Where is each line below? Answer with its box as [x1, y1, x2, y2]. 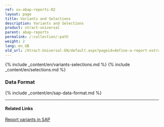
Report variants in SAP [5, 117, 50, 122]
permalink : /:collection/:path [5, 35, 69, 40]
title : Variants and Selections [5, 16, 71, 21]
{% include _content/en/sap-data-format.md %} [5, 90, 102, 96]
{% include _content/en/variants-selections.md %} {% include [5, 62, 130, 67]
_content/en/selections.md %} [5, 66, 66, 72]
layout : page [5, 12, 32, 17]
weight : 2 [5, 39, 25, 44]
